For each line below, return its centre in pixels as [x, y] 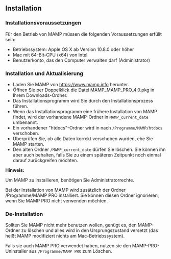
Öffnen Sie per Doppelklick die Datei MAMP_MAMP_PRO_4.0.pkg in [83, 90]
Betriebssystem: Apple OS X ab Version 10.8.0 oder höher [73, 49]
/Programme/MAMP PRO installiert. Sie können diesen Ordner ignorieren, [82, 195]
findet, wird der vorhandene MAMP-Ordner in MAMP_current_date [81, 117]
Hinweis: [15, 170]
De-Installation [24, 214]
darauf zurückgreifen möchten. [45, 160]
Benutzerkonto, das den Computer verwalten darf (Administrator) [81, 60]
